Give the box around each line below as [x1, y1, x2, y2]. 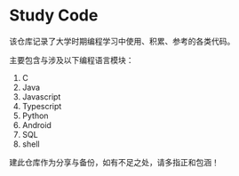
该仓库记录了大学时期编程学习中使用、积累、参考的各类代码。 [9, 36, 235, 46]
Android [21, 119, 52, 130]
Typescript [21, 100, 62, 111]
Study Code [9, 5, 99, 26]
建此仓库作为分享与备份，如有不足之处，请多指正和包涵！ [9, 156, 219, 167]
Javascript [21, 91, 61, 102]
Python [21, 110, 49, 121]
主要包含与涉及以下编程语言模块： [9, 54, 134, 65]
